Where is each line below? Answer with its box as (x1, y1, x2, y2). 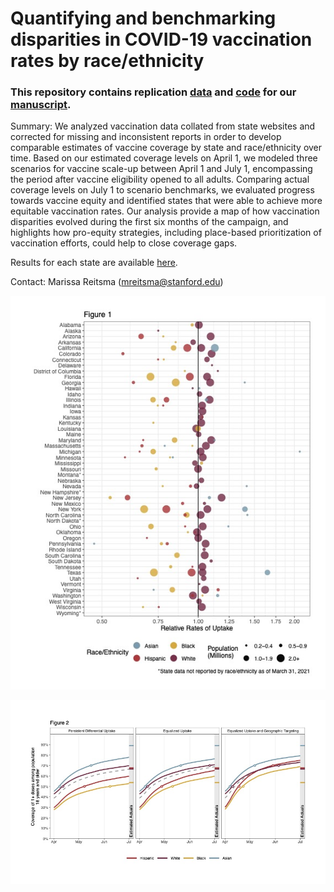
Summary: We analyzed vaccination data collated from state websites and (10, 120, 316, 132)
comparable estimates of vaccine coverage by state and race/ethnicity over (10, 142, 323, 154)
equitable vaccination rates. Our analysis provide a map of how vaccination (10, 205, 320, 217)
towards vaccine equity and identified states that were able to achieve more (10, 195, 323, 207)
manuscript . (10, 98, 72, 112)
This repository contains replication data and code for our (10, 85, 297, 99)
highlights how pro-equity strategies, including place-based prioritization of (10, 227, 322, 239)
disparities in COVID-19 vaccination (10, 28, 313, 51)
